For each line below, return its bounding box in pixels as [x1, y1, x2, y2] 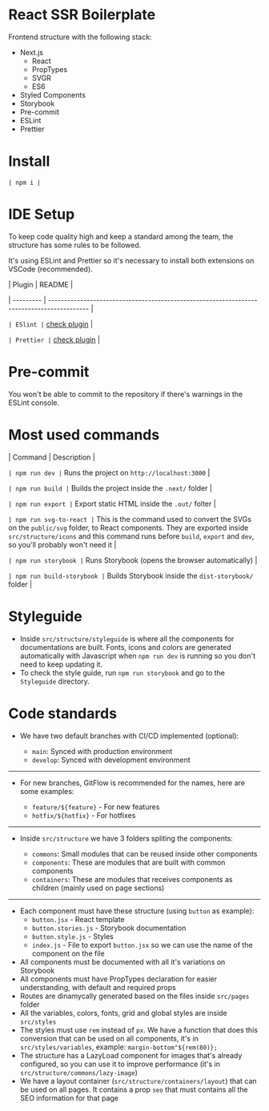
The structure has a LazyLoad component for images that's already [19, 1050, 243, 1060]
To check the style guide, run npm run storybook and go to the [19, 668, 226, 677]
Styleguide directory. [19, 676, 90, 686]
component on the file [31, 949, 106, 958]
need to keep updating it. [19, 659, 102, 669]
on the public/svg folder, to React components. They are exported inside [8, 523, 249, 532]
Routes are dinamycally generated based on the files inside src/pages [19, 991, 250, 1001]
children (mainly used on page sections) [31, 883, 165, 892]
